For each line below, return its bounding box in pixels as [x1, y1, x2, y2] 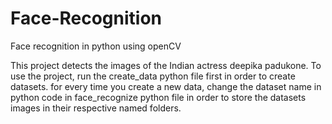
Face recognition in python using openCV [10, 40, 182, 52]
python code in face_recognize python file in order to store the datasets [10, 91, 307, 103]
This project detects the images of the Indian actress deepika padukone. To [10, 59, 322, 71]
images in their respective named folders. [10, 102, 182, 114]
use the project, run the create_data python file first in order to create [10, 70, 296, 82]
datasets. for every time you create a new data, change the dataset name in [10, 80, 322, 92]
